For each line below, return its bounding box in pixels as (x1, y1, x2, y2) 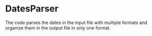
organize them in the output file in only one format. (5, 24, 111, 30)
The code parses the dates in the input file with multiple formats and (5, 19, 147, 25)
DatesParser (5, 3, 59, 14)
